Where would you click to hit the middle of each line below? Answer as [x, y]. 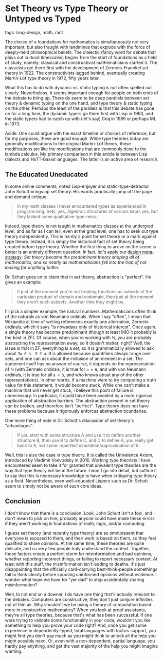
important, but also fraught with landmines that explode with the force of [78, 47]
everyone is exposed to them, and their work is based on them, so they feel [81, 538]
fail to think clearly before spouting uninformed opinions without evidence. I [81, 574]
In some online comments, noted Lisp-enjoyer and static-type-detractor [77, 186]
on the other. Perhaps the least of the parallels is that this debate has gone [80, 108]
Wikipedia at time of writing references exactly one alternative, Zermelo [77, 321]
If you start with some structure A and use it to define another [79, 435]
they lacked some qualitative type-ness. [57, 216]
